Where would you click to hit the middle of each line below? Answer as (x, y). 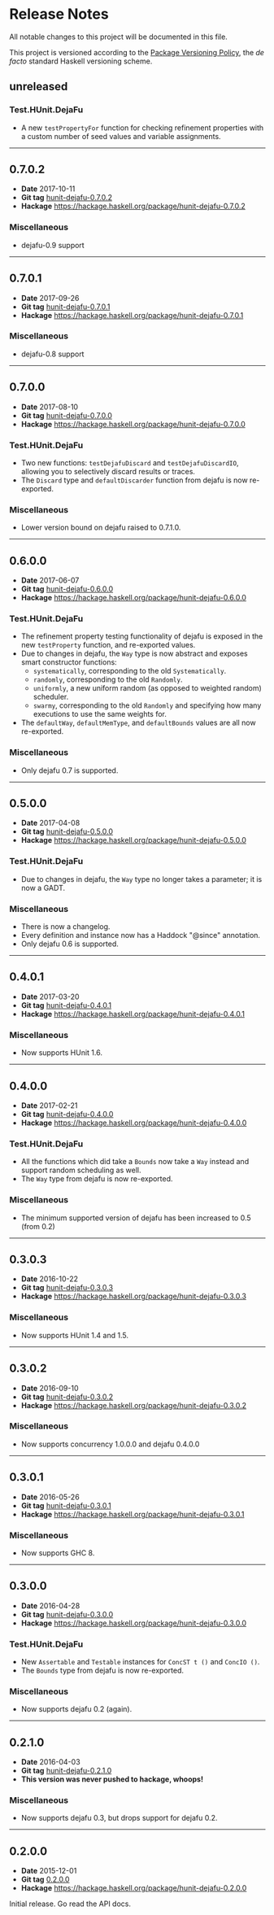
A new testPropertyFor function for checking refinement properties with (142, 128)
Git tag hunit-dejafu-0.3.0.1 (66, 1505)
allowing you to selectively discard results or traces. (108, 471)
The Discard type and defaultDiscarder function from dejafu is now (134, 480)
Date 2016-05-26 (50, 1497)
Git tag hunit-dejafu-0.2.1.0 (66, 1771)
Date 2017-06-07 (50, 580)
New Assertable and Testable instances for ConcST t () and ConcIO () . (140, 1662)
